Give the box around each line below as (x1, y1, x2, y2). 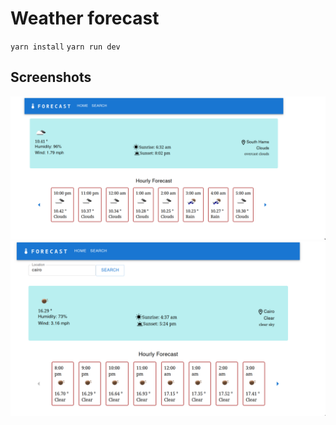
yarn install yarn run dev (10, 42, 121, 52)
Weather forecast (10, 7, 160, 30)
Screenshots (10, 69, 92, 86)
